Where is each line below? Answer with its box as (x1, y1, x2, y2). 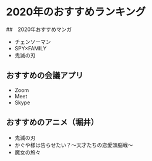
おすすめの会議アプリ (6, 71, 83, 81)
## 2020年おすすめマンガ (6, 26, 72, 33)
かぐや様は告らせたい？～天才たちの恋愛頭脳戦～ (14, 141, 133, 148)
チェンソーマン (14, 38, 51, 45)
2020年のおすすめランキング (6, 5, 146, 19)
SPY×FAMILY (14, 44, 47, 52)
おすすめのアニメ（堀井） (6, 118, 99, 128)
